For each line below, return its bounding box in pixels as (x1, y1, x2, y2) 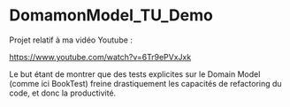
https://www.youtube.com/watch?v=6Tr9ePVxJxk (9, 51, 192, 62)
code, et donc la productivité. (9, 88, 117, 98)
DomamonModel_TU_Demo (9, 5, 214, 26)
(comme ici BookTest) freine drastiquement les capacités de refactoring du (9, 78, 282, 88)
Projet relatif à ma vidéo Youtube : (9, 34, 133, 45)
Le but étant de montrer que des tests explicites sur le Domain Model (9, 68, 261, 80)
